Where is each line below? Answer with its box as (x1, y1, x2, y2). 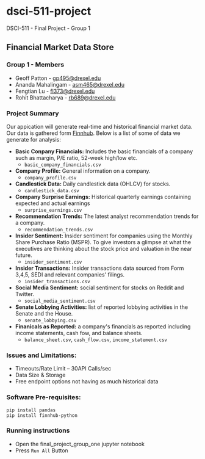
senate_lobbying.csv (24, 317, 77, 323)
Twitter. (15, 290, 35, 297)
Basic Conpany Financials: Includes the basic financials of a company (15, 148, 193, 155)
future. (15, 251, 32, 259)
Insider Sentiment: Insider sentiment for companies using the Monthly (15, 232, 193, 239)
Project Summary (6, 109, 59, 117)
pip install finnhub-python (6, 412, 78, 419)
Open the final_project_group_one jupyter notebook (15, 440, 145, 447)
